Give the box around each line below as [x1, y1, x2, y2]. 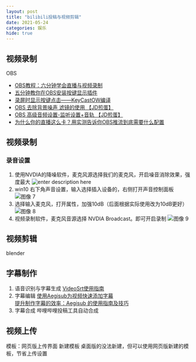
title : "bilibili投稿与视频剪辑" [6, 14, 82, 20]
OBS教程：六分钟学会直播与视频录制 [14, 82, 103, 89]
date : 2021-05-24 [6, 19, 49, 25]
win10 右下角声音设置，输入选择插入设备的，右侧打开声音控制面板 [14, 186, 174, 193]
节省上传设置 [16, 350, 48, 357]
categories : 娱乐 [6, 25, 47, 31]
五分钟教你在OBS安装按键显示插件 [14, 89, 98, 96]
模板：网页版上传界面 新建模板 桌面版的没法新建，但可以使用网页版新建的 [6, 343, 184, 350]
